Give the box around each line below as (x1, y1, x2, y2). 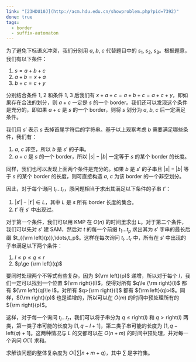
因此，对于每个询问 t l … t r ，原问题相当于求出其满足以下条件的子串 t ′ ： (6, 185, 171, 194)
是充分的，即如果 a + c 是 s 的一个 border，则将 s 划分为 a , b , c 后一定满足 (6, 106, 186, 113)
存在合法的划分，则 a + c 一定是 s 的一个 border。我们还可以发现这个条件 (11, 99, 188, 106)
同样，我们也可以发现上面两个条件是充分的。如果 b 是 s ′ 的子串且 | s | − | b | (6, 165, 183, 173)
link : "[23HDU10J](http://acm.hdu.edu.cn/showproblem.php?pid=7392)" (6, 8, 180, 15)
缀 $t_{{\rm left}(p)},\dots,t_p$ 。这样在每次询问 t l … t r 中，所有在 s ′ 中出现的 (6, 234, 186, 243)
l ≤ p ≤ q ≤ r (14, 254, 45, 261)
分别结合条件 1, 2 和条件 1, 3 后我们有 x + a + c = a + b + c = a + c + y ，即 (6, 91, 183, 98)
